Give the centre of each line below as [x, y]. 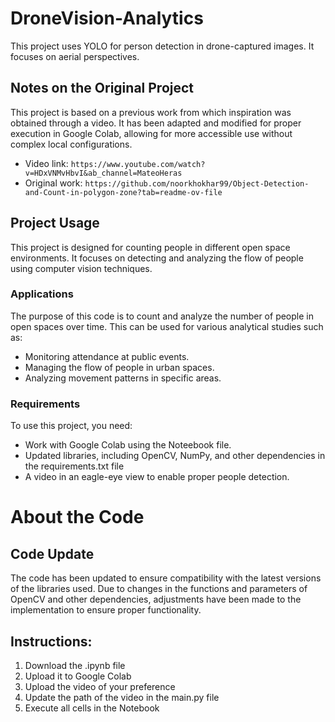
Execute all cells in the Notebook [92, 708]
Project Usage [55, 223]
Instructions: [51, 641]
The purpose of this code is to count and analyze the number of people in [162, 316]
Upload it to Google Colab [78, 676]
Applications [42, 294]
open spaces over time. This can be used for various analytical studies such [167, 326]
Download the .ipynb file [75, 665]
